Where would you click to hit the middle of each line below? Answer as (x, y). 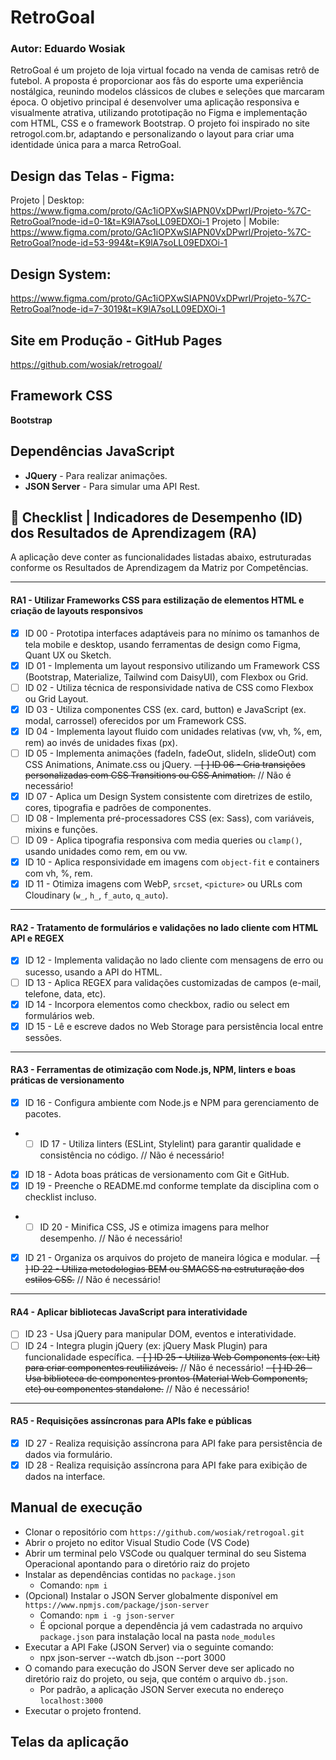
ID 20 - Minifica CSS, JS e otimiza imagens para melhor (154, 1227)
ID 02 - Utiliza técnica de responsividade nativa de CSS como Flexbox (169, 687)
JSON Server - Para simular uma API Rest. (112, 486)
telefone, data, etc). (65, 993)
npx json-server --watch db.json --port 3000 (133, 1657)
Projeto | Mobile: (245, 222)
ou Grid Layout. (56, 698)
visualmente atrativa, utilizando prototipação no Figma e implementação (159, 113)
